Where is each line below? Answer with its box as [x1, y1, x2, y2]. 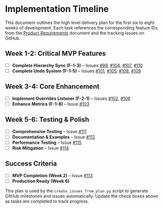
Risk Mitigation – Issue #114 [12, 145, 70, 151]
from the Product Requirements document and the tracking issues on [5, 30, 144, 36]
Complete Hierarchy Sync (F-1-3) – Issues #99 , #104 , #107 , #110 [12, 62, 143, 68]
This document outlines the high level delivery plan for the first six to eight [5, 20, 155, 25]
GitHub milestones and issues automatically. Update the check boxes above [5, 193, 158, 199]
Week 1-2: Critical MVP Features [5, 49, 106, 58]
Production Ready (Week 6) [12, 178, 70, 184]
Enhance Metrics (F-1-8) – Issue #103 [12, 101, 90, 107]
